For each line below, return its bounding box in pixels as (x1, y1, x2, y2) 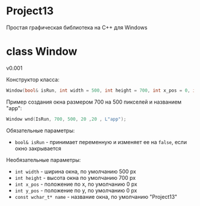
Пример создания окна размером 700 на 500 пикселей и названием (6, 98, 182, 105)
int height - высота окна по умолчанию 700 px (14, 174, 136, 181)
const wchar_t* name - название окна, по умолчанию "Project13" (14, 193, 177, 200)
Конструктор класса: (6, 76, 60, 83)
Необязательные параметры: (6, 156, 82, 163)
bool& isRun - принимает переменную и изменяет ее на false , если (14, 138, 187, 145)
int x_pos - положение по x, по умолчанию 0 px (14, 180, 137, 188)
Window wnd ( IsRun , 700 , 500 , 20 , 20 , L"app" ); (6, 116, 127, 122)
